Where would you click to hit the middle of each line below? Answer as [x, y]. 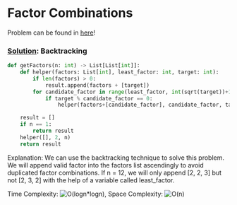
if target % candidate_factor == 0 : [99, 98]
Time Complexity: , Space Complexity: [85, 194]
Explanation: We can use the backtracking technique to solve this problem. [116, 158]
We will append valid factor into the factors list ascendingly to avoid [106, 165]
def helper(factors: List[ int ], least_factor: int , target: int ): [120, 72]
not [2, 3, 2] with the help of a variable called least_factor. [91, 180]
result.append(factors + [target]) [97, 85]
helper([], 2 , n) [45, 137]
